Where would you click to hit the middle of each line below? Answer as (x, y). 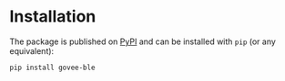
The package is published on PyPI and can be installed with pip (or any (142, 41)
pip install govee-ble (52, 67)
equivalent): (32, 50)
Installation (53, 17)
